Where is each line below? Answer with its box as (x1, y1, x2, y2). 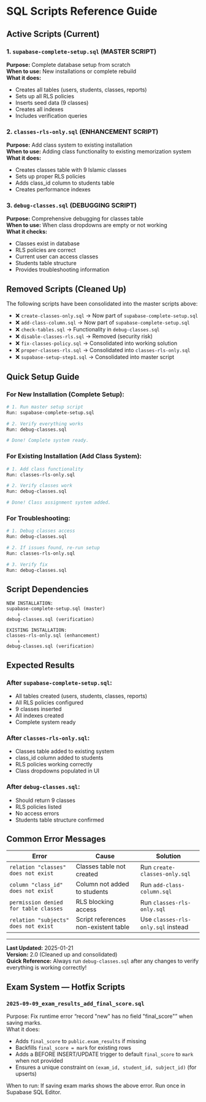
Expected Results (6, 660, 75, 670)
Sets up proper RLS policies (15, 173, 86, 180)
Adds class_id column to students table (15, 179, 115, 187)
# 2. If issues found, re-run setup (6, 545, 100, 551)
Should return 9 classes (15, 796, 75, 804)
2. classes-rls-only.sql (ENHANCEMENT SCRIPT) (6, 127, 159, 136)
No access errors (15, 809, 59, 817)
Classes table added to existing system (15, 747, 115, 755)
